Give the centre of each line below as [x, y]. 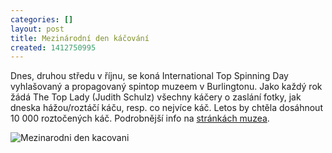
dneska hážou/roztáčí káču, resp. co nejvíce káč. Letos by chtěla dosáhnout [166, 108]
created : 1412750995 [53, 47]
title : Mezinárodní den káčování [80, 38]
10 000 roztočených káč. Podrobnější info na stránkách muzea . [140, 118]
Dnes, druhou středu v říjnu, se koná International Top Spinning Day [149, 76]
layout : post [37, 29]
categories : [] [42, 19]
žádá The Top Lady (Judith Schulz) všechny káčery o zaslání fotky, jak [156, 97]
